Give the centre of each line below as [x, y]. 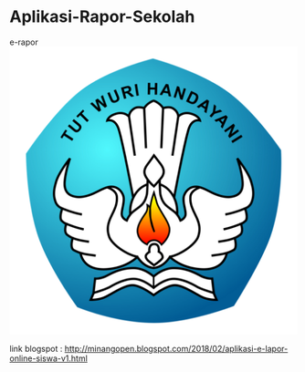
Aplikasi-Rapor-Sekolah [102, 17]
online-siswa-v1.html [49, 358]
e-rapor [24, 42]
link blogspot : [36, 348]
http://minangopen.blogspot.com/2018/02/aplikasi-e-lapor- [176, 348]
